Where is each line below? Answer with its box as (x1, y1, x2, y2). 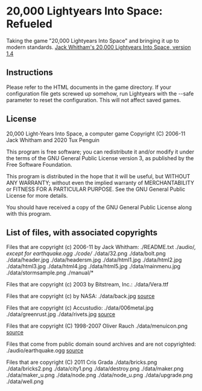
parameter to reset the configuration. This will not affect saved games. (6, 96, 181, 103)
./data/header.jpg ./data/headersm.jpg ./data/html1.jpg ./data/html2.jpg (6, 256, 182, 263)
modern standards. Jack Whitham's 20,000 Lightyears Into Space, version (6, 44, 191, 51)
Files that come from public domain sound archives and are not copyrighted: (6, 340, 196, 348)
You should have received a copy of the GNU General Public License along (6, 204, 192, 211)
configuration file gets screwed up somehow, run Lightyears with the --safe (6, 89, 194, 97)
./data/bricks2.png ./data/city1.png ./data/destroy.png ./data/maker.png (6, 365, 184, 372)
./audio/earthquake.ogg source (6, 347, 84, 354)
